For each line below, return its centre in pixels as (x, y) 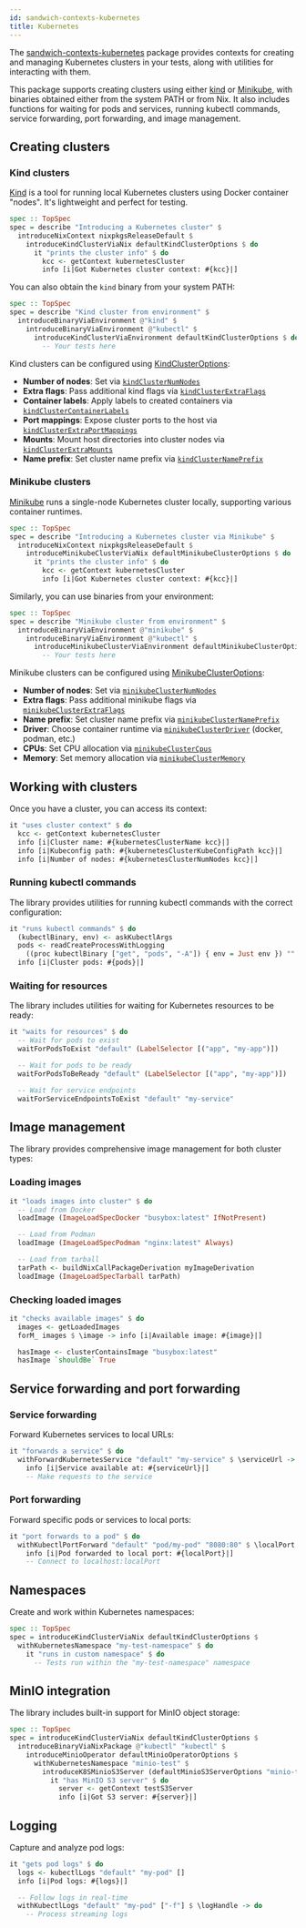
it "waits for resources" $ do (69, 1032)
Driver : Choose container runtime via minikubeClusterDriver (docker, (153, 729)
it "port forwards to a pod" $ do (75, 1536)
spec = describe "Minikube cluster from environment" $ (117, 621)
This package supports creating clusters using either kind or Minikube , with (151, 89)
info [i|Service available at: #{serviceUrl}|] (117, 1468)
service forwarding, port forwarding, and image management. (125, 118)
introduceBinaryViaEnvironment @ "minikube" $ (106, 630)
